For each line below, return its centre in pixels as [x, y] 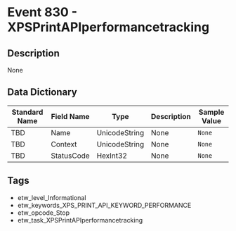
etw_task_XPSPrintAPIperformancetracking [80, 220]
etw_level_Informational [52, 197]
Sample [211, 112]
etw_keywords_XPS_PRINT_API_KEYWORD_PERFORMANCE [104, 205]
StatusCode [70, 156]
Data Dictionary [42, 92]
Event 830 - [42, 12]
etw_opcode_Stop [44, 213]
